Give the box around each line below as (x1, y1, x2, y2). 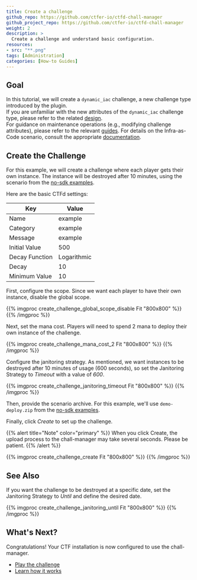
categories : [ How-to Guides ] (6, 58, 78, 64)
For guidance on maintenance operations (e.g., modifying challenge (6, 121, 172, 128)
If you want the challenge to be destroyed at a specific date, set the (6, 486, 171, 493)
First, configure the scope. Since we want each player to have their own (6, 288, 182, 295)
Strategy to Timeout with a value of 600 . (6, 371, 105, 378)
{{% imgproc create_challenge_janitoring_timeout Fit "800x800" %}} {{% (6, 382, 185, 389)
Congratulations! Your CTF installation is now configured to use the (6, 543, 170, 550)
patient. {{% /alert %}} (6, 442, 61, 449)
